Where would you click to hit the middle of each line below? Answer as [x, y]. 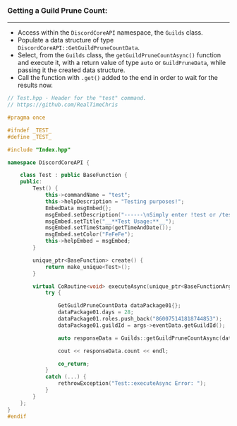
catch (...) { [66, 377]
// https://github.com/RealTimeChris [63, 105]
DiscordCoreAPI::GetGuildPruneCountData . [78, 47]
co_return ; [74, 364]
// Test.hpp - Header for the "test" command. [77, 98]
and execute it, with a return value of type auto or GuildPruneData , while [122, 63]
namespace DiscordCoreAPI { [49, 162]
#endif [17, 416]
